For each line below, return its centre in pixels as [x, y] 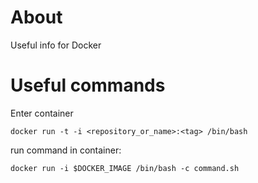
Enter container [42, 113]
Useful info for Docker [56, 45]
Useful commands [88, 85]
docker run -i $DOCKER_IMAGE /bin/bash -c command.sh [125, 168]
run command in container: [66, 150]
